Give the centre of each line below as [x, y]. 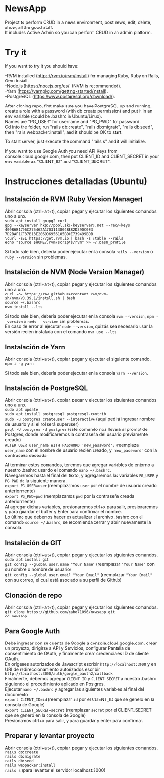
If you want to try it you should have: [42, 66]
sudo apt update [22, 410]
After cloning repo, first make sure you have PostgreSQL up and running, [78, 106]
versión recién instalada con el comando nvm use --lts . [61, 331]
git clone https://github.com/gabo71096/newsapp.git [60, 612]
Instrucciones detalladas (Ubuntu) [76, 181]
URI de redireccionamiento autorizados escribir [53, 669]
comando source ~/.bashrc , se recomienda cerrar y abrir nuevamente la [78, 522]
